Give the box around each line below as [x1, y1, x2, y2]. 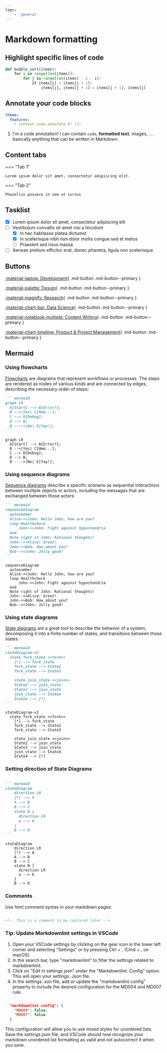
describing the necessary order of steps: [5, 386, 89, 392]
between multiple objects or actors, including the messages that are [5, 488, 145, 494]
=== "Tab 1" [5, 164, 30, 170]
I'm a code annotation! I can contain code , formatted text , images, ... [12, 131, 153, 137]
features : [9, 117, 30, 122]
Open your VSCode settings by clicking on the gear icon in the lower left [12, 941, 161, 947]
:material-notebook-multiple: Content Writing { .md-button [5, 314, 124, 320]
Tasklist [5, 206, 30, 214]
